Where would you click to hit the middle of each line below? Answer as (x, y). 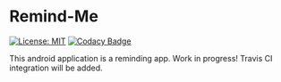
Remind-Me (54, 16)
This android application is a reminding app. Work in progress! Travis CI (141, 58)
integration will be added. (56, 68)
